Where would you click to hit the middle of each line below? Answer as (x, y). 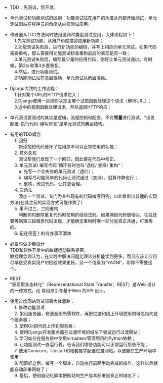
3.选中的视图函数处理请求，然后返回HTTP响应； (63, 107)
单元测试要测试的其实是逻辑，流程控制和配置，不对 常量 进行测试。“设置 (82, 117)
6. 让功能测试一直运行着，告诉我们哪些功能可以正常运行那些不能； (81, 344)
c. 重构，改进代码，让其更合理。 (51, 184)
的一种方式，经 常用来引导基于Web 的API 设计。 (59, 291)
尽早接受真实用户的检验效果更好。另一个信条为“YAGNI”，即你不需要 (79, 262)
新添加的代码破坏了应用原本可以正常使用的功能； (68, 147)
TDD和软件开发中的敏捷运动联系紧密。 (49, 250)
